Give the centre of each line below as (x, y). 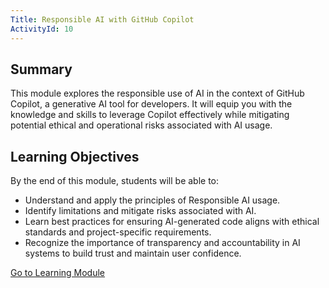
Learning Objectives (75, 156)
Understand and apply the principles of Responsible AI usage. (152, 200)
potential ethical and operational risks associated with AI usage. (141, 125)
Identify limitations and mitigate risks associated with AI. (140, 211)
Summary (41, 69)
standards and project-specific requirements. (118, 232)
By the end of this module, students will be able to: (115, 181)
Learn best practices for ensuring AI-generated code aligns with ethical (172, 222)
